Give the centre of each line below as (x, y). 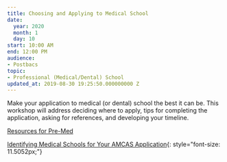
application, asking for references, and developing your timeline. (98, 118)
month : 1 (26, 33)
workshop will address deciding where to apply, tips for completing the (107, 111)
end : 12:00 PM (27, 52)
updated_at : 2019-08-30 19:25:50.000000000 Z (73, 84)
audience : (21, 58)
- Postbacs (23, 65)
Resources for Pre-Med (40, 131)
